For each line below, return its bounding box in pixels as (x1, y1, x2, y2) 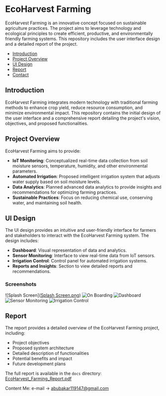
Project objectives (12, 340, 50, 346)
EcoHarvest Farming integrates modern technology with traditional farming (5, 99, 158, 105)
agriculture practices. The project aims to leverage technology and (5, 25, 141, 31)
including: (5, 330, 26, 336)
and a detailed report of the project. (5, 41, 78, 47)
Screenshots (5, 281, 37, 288)
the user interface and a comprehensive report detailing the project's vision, (5, 115, 161, 121)
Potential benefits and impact (12, 356, 73, 362)
